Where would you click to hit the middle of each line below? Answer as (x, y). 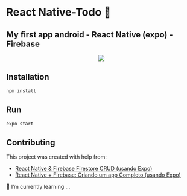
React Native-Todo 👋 (59, 12)
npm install (21, 91)
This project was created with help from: (56, 157)
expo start (20, 124)
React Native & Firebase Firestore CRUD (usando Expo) (84, 169)
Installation (28, 77)
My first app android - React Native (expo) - (90, 35)
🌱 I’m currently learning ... (38, 187)
